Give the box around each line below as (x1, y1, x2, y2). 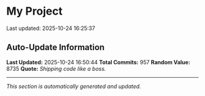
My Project (6, 4, 63, 18)
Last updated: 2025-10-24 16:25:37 (6, 24, 96, 32)
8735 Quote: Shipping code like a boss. (6, 65, 106, 72)
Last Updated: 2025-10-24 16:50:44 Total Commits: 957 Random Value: (6, 58, 190, 65)
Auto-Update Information (6, 42, 105, 53)
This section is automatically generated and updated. (6, 83, 142, 90)
